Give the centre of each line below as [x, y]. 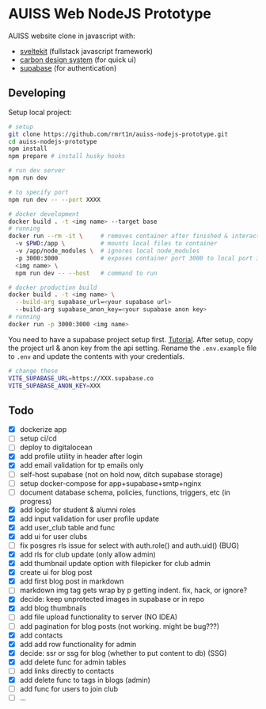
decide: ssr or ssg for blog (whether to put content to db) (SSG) [123, 653]
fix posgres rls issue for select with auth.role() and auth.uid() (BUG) [129, 545]
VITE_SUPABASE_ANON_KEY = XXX [55, 386]
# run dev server [37, 171]
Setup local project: [40, 112]
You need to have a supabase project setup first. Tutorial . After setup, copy [131, 339]
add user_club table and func [67, 527]
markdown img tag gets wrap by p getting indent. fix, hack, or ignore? [133, 590]
